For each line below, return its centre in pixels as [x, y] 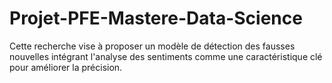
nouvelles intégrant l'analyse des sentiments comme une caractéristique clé [166, 56]
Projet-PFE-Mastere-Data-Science [156, 18]
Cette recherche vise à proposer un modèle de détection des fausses [152, 46]
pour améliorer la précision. [66, 67]
